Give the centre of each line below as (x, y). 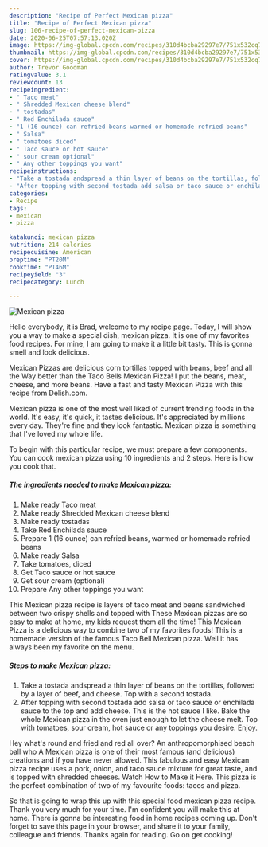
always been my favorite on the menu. (72, 647)
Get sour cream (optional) (63, 581)
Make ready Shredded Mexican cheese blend (95, 513)
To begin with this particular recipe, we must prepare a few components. (128, 449)
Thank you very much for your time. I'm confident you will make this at (124, 810)
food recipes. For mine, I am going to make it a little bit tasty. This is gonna (131, 344)
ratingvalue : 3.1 (38, 75)
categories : (29, 193)
